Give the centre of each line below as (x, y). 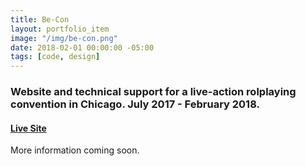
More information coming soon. (75, 150)
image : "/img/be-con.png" (64, 38)
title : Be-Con (40, 19)
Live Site (28, 128)
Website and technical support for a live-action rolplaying (153, 92)
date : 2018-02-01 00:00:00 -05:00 (82, 47)
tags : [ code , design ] (55, 57)
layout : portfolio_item (60, 29)
